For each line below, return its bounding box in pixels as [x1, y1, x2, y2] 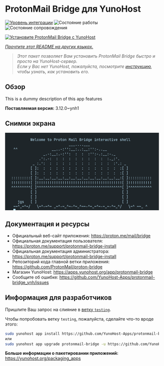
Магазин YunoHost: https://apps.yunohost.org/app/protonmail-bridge [12, 269, 153, 275]
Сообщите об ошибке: [12, 274, 59, 280]
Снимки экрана [5, 120, 56, 128]
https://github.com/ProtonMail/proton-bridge [12, 264, 102, 269]
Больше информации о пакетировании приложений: [5, 350, 119, 356]
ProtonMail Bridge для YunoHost [5, 3, 141, 15]
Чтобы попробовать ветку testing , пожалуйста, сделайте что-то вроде [5, 316, 154, 322]
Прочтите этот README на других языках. [5, 43, 94, 49]
